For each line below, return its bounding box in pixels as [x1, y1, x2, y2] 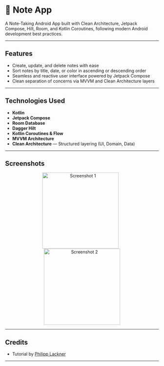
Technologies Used [5, 97, 65, 105]
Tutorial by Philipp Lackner [12, 351, 66, 357]
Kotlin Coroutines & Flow [12, 130, 63, 136]
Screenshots [5, 159, 45, 168]
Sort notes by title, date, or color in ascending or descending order [12, 68, 146, 74]
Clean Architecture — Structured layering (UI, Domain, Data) [12, 141, 135, 147]
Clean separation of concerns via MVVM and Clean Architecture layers [12, 78, 155, 84]
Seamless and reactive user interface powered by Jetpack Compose [12, 73, 150, 78]
